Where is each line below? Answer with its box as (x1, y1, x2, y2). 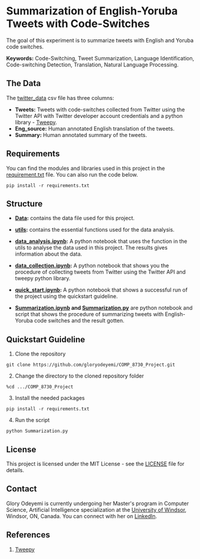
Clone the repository (14, 350, 66, 357)
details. (6, 467, 25, 473)
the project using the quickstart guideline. (14, 293, 118, 300)
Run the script (14, 417, 50, 424)
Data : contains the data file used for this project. (14, 214, 135, 222)
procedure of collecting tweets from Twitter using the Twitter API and (14, 268, 186, 276)
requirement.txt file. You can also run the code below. (6, 171, 138, 178)
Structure (6, 199, 43, 209)
